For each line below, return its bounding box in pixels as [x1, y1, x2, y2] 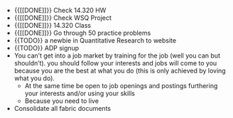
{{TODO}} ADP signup [13, 44, 80, 52]
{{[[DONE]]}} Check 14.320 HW [13, 6, 107, 14]
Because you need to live [24, 97, 99, 105]
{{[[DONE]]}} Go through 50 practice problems [13, 28, 151, 37]
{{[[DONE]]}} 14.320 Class [13, 21, 91, 29]
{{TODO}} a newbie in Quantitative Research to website [13, 36, 176, 45]
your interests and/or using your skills [24, 89, 136, 97]
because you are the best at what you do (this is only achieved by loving [13, 67, 226, 75]
